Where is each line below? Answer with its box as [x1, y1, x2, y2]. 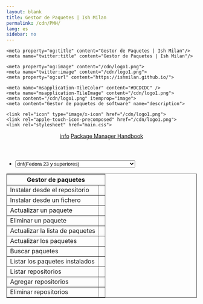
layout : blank [6, 8, 42, 15]
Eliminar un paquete [10, 216, 67, 225]
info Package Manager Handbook [59, 132, 144, 140]
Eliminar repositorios [10, 288, 68, 296]
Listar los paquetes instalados [10, 257, 95, 266]
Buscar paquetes [10, 247, 59, 256]
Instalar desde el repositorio [10, 186, 89, 194]
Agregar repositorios [10, 277, 69, 286]
